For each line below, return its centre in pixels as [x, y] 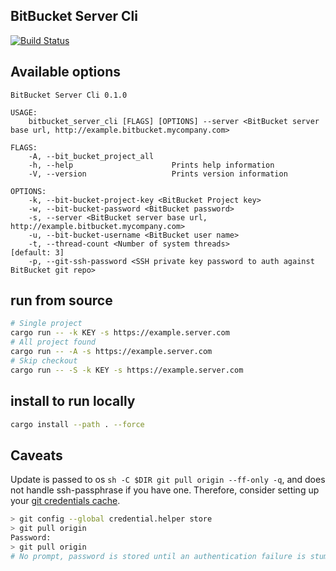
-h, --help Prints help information [151, 165]
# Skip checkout [44, 360]
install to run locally [73, 401]
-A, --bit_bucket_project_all [91, 156]
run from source [61, 300]
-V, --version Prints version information [158, 174]
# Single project [46, 324]
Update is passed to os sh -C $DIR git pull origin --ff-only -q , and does [168, 480]
